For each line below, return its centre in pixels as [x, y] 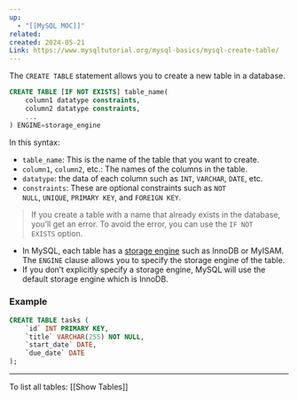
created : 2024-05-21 [47, 42]
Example [28, 301]
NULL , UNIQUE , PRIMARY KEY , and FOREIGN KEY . [102, 197]
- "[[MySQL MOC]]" [51, 26]
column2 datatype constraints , [83, 108]
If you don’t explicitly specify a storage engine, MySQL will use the [144, 269]
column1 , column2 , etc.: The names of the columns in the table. [135, 169]
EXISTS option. [57, 233]
